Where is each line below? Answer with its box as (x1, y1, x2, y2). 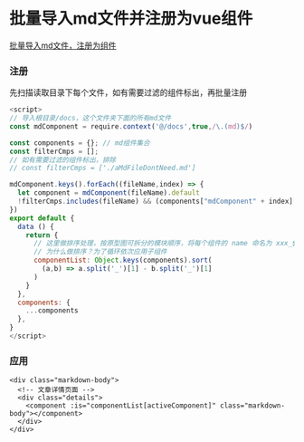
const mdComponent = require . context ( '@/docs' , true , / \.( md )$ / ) (9, 121, 253, 131)
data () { (17, 222, 54, 231)
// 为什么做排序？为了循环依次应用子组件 (33, 247, 167, 256)
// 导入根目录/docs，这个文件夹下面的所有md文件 (9, 114, 172, 123)
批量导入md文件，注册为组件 (9, 40, 117, 51)
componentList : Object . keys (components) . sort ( (33, 255, 213, 265)
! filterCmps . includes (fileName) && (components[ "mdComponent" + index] (17, 197, 294, 207)
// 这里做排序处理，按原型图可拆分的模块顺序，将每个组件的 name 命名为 (33, 239, 273, 248)
